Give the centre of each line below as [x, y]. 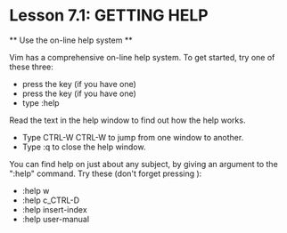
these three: [31, 67]
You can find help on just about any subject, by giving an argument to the [143, 164]
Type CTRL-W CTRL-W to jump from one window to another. [133, 137]
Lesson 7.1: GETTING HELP [109, 16]
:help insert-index [54, 209]
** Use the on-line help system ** [71, 40]
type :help [41, 102]
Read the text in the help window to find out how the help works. [127, 120]
